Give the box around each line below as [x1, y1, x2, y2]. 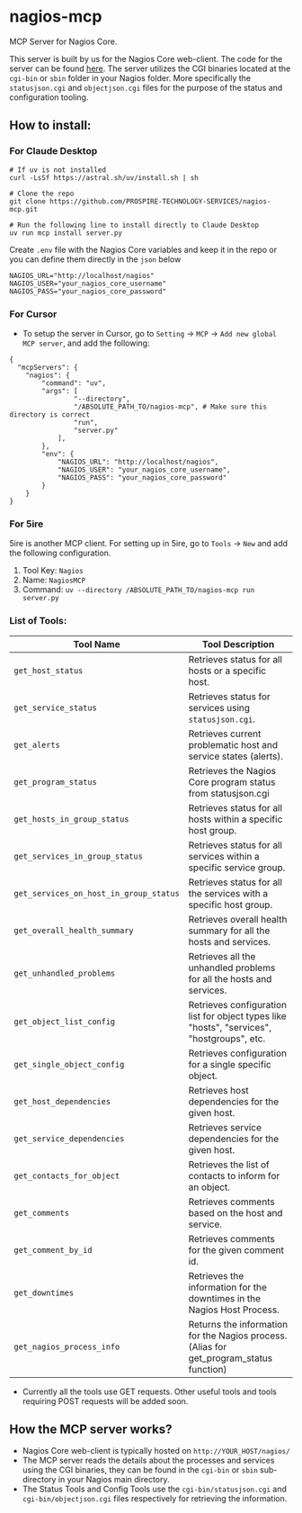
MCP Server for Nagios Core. [9, 36, 118, 47]
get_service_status [13, 702, 97, 713]
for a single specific [188, 1058, 271, 1070]
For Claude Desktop [9, 145, 98, 158]
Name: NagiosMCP [22, 574, 86, 586]
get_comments [13, 1208, 70, 1218]
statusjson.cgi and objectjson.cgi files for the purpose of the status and [9, 82, 283, 93]
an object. [188, 1181, 231, 1193]
